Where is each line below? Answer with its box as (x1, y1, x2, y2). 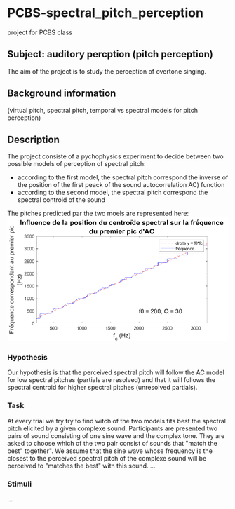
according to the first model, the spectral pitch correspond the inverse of (17, 173, 229, 182)
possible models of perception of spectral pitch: (7, 160, 146, 168)
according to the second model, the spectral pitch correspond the (17, 188, 208, 197)
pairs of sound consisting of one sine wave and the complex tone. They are (7, 431, 225, 440)
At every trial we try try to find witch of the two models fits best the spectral (7, 416, 227, 425)
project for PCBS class (7, 28, 72, 36)
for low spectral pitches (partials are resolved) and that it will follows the (7, 376, 216, 384)
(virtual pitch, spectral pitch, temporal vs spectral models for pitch (7, 106, 199, 114)
